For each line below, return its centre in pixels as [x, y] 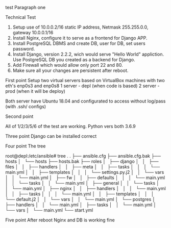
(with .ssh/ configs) [26, 106]
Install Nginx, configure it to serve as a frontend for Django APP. [80, 38]
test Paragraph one [26, 7]
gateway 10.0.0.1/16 [33, 32]
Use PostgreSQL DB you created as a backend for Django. [74, 60]
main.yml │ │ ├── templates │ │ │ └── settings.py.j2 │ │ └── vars [85, 172]
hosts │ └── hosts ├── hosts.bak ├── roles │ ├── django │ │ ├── [82, 161]
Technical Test [21, 17]
